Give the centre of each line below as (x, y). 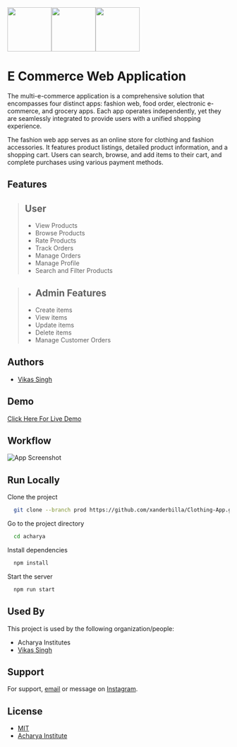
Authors (26, 363)
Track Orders (54, 248)
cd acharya (30, 537)
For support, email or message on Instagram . (73, 689)
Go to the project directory (46, 523)
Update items (55, 325)
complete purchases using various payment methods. (85, 162)
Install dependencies (38, 550)
